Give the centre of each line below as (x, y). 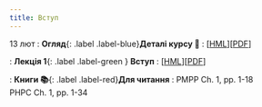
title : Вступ (34, 18)
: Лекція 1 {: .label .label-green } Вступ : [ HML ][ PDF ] (108, 61)
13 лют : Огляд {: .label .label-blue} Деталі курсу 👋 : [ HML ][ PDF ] (131, 44)
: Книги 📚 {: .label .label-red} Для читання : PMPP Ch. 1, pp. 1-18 (131, 79)
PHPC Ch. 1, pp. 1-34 (49, 92)
